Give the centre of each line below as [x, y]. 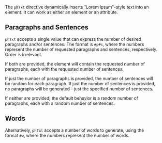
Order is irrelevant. [24, 54]
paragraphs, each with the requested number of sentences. [64, 69]
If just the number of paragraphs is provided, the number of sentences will [79, 78]
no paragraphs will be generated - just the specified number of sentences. [79, 89]
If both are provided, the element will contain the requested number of [75, 64]
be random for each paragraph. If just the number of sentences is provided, [80, 83]
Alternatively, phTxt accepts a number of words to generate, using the [74, 130]
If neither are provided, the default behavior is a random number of [72, 98]
